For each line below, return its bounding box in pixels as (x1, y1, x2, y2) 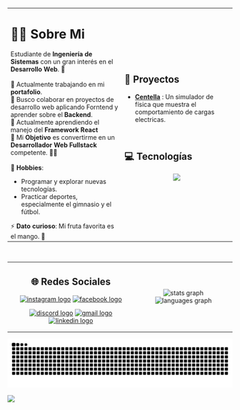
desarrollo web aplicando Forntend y (10, 103, 119, 111)
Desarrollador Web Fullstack (10, 140, 98, 149)
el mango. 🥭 (10, 232, 46, 240)
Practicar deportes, (21, 192, 78, 200)
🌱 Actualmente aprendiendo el (10, 118, 100, 126)
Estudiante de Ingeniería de (10, 49, 93, 58)
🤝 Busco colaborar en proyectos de (10, 95, 114, 103)
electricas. (134, 115, 166, 123)
